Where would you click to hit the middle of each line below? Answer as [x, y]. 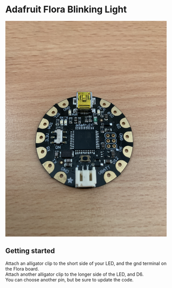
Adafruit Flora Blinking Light [66, 9]
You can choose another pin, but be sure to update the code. [70, 280]
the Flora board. [22, 268]
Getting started [30, 251]
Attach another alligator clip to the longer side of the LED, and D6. [74, 274]
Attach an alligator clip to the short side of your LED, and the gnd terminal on [86, 263]
